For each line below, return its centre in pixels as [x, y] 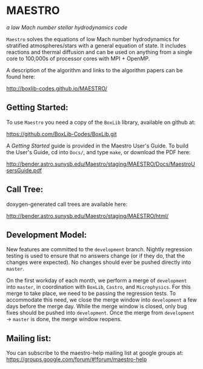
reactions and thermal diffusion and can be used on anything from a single [99, 52]
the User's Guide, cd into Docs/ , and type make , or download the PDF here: [98, 152]
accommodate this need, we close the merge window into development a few [101, 300]
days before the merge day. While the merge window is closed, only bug [97, 306]
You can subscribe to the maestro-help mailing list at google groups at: [95, 353]
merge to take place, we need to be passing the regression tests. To [91, 293]
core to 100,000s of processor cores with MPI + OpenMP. [78, 58]
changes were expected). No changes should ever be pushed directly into [99, 262]
